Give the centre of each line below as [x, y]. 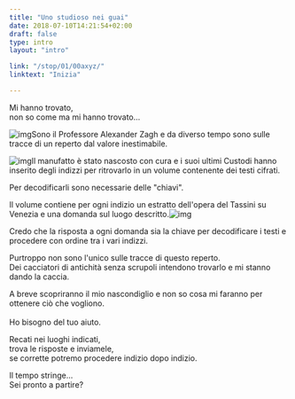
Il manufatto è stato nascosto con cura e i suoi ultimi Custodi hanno [154, 160]
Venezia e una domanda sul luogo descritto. [89, 214]
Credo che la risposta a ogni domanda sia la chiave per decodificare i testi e [147, 231]
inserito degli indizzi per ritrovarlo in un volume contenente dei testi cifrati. [145, 170]
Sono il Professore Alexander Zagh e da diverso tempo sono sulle [151, 134]
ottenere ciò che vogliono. [57, 303]
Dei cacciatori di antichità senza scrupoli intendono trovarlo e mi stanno [140, 267]
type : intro [31, 42]
